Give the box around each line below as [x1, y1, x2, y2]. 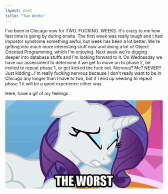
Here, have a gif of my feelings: [5, 90, 70, 96]
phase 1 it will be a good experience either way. [5, 80, 103, 87]
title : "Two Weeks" [5, 13, 46, 18]
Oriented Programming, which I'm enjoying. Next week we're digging [5, 49, 147, 55]
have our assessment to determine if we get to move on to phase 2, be [5, 59, 151, 65]
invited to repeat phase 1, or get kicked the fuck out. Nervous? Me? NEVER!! [5, 65, 161, 71]
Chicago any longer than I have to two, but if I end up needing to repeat [5, 75, 152, 81]
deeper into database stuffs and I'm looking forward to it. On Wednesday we [5, 54, 162, 60]
